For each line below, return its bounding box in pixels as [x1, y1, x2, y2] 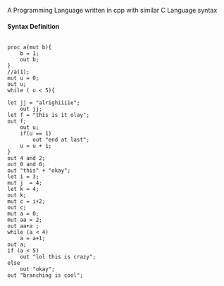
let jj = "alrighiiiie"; [7, 99, 80, 106]
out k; [7, 192, 27, 199]
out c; [7, 204, 27, 211]
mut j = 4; [7, 180, 42, 187]
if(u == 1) [20, 130, 52, 137]
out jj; [20, 106, 42, 113]
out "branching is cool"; [7, 272, 83, 279]
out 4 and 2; [7, 155, 46, 162]
